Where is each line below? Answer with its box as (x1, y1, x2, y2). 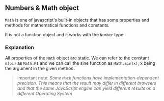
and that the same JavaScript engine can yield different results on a (17, 85, 156, 91)
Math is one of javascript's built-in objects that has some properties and (5, 17, 149, 23)
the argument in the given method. (5, 66, 75, 72)
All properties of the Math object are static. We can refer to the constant (5, 55, 149, 61)
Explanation (5, 44, 34, 50)
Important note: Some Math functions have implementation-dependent (17, 75, 159, 81)
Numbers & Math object (5, 4, 80, 12)
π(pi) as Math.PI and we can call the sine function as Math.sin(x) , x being (5, 60, 156, 66)
